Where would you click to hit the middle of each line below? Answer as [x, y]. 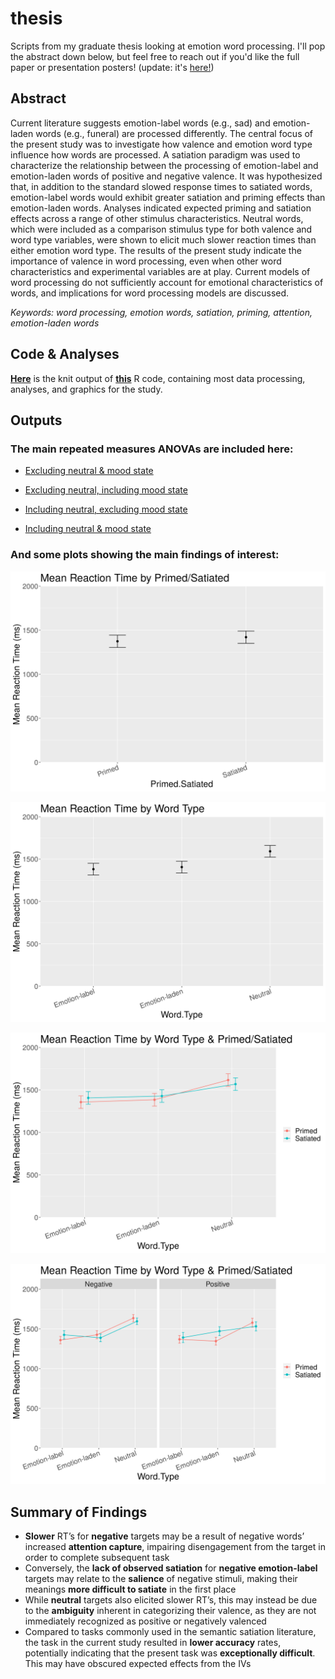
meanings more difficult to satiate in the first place [130, 1589]
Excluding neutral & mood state [89, 471]
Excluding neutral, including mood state [106, 490]
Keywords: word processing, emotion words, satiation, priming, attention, [161, 312]
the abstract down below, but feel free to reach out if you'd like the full [155, 56]
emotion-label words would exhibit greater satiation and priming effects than [168, 197]
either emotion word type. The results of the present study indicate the [156, 250]
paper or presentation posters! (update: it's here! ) [112, 67]
